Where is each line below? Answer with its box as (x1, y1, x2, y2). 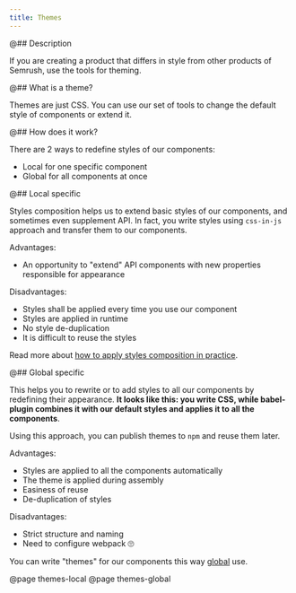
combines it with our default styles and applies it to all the (35, 403, 255, 414)
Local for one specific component (22, 161, 148, 171)
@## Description (9, 38, 72, 48)
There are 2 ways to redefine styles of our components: (9, 144, 215, 154)
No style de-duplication (22, 322, 110, 333)
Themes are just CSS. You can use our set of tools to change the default (9, 100, 276, 110)
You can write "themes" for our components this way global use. (9, 555, 248, 566)
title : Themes (9, 13, 63, 22)
